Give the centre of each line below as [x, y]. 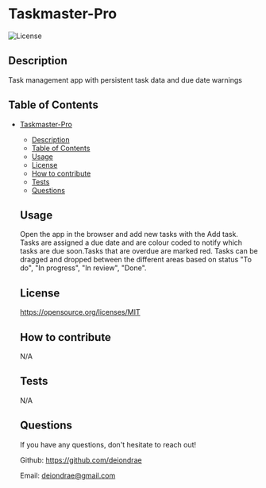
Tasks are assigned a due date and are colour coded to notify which [131, 242]
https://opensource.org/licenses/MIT [80, 312]
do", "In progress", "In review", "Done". [83, 268]
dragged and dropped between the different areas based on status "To [136, 260]
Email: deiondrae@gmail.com [67, 475]
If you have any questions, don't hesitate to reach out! [108, 444]
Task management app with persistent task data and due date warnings [125, 79]
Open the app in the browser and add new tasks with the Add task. [129, 234]
